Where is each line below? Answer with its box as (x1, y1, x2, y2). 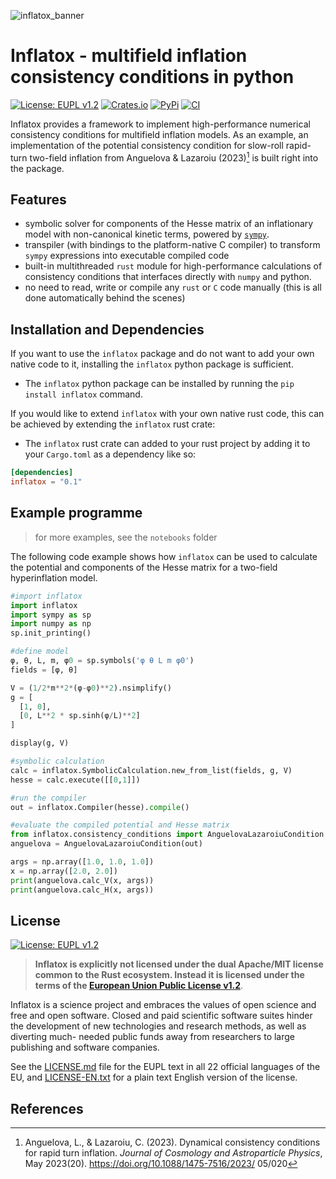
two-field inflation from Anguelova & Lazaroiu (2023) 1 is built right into (29, 150, 319, 164)
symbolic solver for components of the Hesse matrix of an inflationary (24, 218, 314, 230)
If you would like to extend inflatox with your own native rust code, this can (10, 408, 325, 420)
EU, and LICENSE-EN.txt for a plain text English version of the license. (10, 1071, 298, 1084)
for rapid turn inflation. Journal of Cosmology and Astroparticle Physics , (24, 1147, 323, 1159)
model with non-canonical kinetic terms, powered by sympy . (24, 228, 270, 240)
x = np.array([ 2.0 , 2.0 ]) (10, 866, 118, 876)
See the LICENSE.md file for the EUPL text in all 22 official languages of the (10, 1061, 321, 1073)
